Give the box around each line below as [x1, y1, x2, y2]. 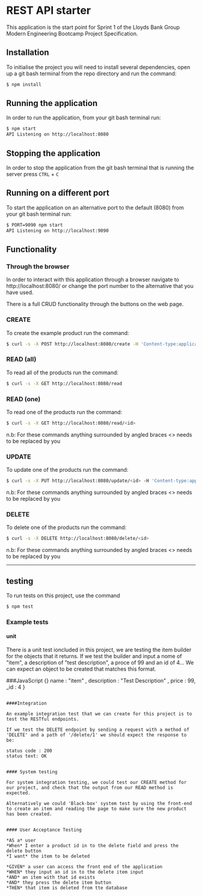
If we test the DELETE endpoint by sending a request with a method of [6, 727, 189, 733]
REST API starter [6, 4, 91, 17]
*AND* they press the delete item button [6, 879, 112, 886]
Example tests [6, 618, 49, 626]
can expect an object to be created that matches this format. [6, 665, 156, 672]
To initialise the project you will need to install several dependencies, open [6, 63, 191, 70]
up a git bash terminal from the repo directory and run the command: [6, 70, 177, 77]
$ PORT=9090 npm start [6, 222, 63, 228]
